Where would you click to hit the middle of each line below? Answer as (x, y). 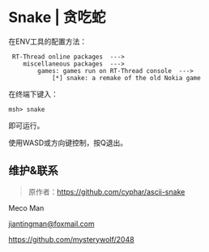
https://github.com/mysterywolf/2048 (72, 239)
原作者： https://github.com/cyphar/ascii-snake (107, 191)
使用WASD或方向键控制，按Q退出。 (68, 143)
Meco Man (26, 207)
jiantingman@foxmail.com (51, 224)
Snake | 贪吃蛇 (57, 17)
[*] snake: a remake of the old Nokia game (126, 78)
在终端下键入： (33, 94)
